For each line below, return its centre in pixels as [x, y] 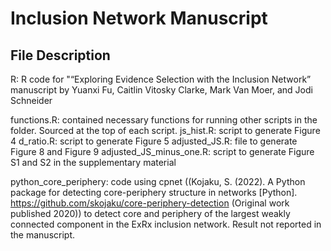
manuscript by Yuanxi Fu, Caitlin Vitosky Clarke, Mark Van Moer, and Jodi [161, 90]
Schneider [31, 100]
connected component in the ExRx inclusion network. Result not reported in [166, 224]
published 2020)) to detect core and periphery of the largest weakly [150, 213]
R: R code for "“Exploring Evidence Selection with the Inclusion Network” [161, 79]
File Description [60, 55]
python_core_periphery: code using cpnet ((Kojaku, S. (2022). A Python [158, 181]
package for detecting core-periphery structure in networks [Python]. [154, 192]
